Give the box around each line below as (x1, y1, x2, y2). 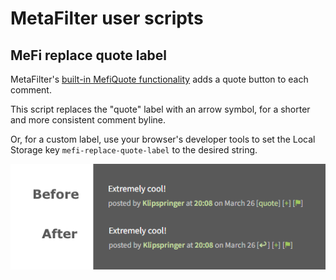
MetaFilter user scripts (10, 7, 204, 30)
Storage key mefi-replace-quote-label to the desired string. (10, 144, 258, 156)
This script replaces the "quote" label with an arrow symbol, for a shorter (10, 103, 311, 115)
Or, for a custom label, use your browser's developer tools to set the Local (10, 133, 316, 145)
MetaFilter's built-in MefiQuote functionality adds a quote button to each (10, 73, 309, 85)
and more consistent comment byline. (10, 114, 167, 126)
